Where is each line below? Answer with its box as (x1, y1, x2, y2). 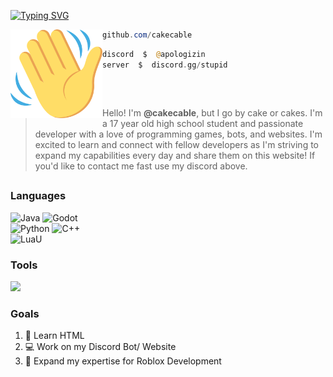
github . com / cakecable (102, 30, 193, 40)
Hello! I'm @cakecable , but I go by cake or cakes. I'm (102, 107, 323, 119)
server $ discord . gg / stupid (102, 60, 228, 70)
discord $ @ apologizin (102, 49, 206, 59)
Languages (10, 189, 67, 203)
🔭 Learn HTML (24, 330, 85, 342)
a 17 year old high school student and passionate (102, 118, 304, 130)
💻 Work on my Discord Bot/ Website (24, 341, 177, 353)
